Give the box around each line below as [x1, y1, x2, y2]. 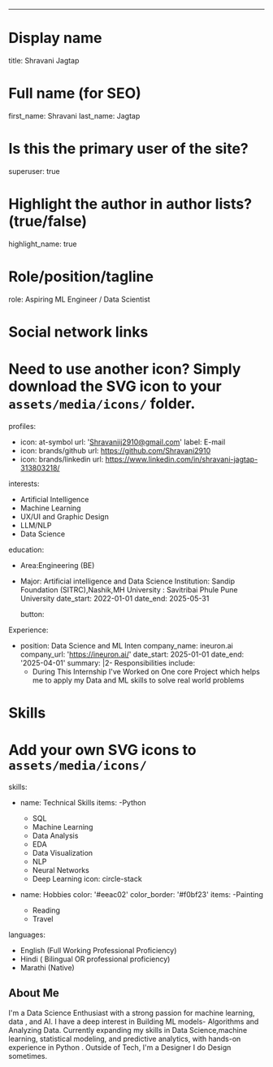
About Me [8, 987, 59, 1000]
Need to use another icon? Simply [8, 360, 241, 379]
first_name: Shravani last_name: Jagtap [8, 111, 141, 120]
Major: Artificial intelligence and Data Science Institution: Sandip [19, 576, 236, 586]
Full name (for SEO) [8, 85, 142, 102]
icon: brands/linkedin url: [19, 454, 104, 464]
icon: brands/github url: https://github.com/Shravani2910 [19, 445, 211, 455]
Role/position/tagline [8, 267, 154, 285]
